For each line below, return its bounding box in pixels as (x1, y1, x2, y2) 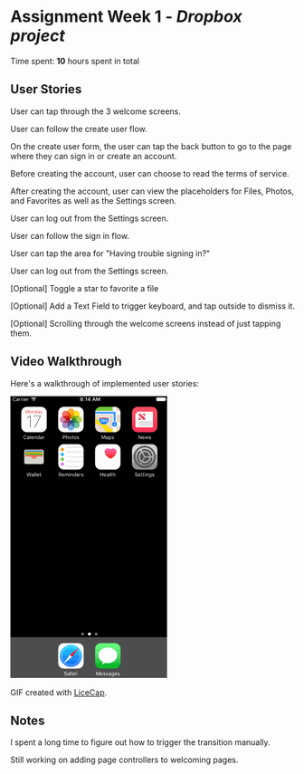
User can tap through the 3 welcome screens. (10, 106, 182, 117)
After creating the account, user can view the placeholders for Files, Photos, (10, 186, 295, 196)
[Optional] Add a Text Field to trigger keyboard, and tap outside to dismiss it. (10, 301, 295, 311)
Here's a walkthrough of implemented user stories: (10, 377, 200, 388)
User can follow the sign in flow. (10, 230, 130, 241)
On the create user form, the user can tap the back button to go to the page (10, 140, 292, 151)
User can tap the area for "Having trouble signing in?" (10, 247, 211, 259)
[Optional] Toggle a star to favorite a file (10, 282, 159, 293)
